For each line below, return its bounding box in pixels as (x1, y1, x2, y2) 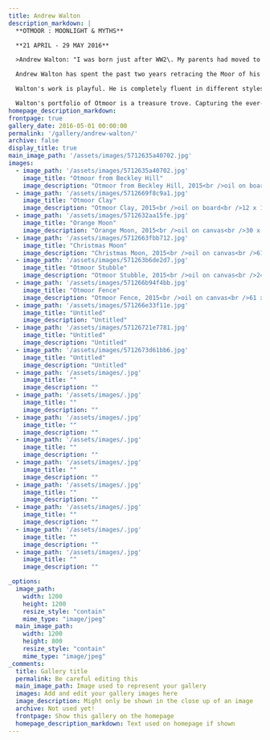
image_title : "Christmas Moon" (22, 241, 128, 249)
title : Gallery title (15, 667, 88, 676)
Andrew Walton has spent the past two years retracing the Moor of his (15, 70, 261, 79)
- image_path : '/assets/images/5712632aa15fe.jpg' (15, 212, 189, 220)
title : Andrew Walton (8, 11, 81, 20)
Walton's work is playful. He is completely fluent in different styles (15, 85, 264, 93)
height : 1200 (22, 600, 67, 608)
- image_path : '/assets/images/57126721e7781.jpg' (15, 323, 189, 332)
